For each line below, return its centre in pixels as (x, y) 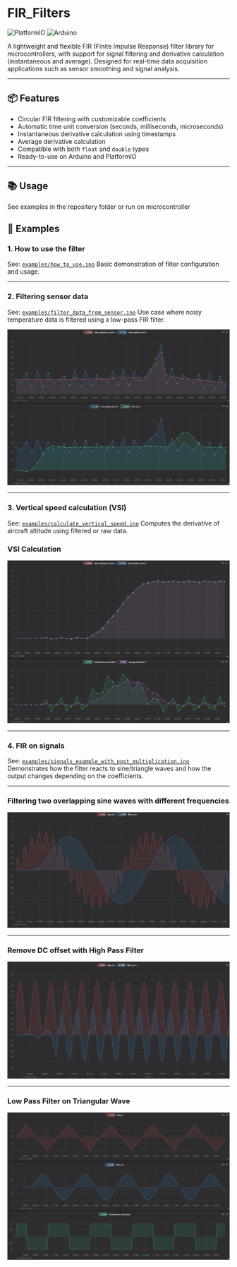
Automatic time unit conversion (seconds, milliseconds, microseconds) (120, 126)
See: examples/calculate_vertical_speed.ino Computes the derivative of (114, 523)
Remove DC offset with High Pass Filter (76, 950)
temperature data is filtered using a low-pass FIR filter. (86, 320)
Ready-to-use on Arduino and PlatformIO (77, 156)
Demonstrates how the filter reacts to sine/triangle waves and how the (109, 768)
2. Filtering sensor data (48, 296)
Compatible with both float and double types (83, 149)
